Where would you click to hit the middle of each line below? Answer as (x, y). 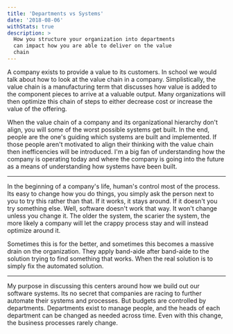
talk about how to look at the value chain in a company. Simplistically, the (112, 79)
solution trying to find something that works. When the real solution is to (110, 258)
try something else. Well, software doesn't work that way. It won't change (112, 208)
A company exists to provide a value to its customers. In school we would (112, 72)
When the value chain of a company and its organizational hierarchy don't (113, 122)
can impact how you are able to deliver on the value (93, 46)
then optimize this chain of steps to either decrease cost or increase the (110, 101)
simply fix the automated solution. (55, 266)
